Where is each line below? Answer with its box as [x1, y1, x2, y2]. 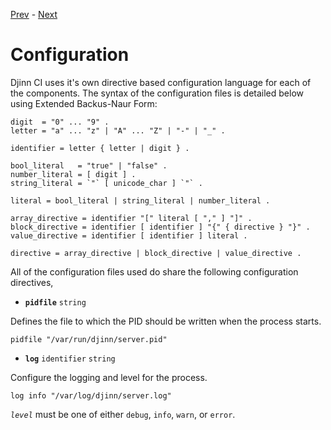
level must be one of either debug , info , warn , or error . [10, 408, 236, 420]
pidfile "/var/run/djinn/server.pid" [10, 334, 168, 344]
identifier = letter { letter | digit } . [10, 143, 190, 153]
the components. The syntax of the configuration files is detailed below [10, 87, 304, 99]
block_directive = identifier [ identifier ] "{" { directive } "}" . [10, 222, 311, 232]
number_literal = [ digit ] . [10, 169, 137, 179]
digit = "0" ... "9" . [10, 117, 110, 127]
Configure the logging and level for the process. [10, 371, 208, 383]
